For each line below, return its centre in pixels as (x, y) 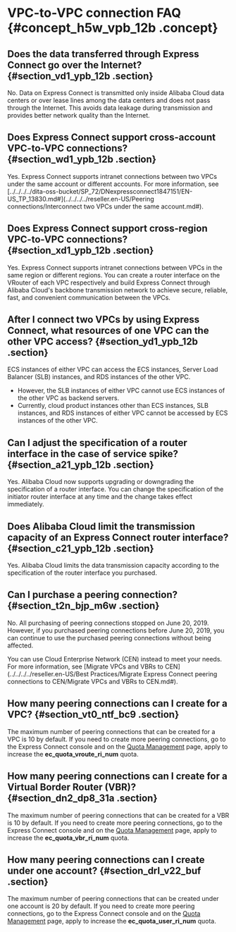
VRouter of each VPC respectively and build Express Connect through (109, 282)
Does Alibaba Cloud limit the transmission (101, 526)
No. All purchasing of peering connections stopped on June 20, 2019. (108, 623)
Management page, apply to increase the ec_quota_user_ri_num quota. (112, 921)
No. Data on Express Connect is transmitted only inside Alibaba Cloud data (116, 93)
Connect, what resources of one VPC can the (108, 331)
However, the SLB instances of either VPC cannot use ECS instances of (121, 391)
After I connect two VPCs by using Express (103, 319)
